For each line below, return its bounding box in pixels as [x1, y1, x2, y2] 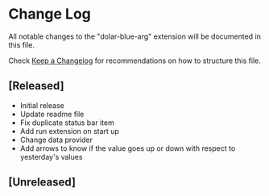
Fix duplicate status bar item [19, 118, 114, 127]
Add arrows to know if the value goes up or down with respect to [19, 143, 236, 153]
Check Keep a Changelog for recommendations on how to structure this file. [8, 56, 262, 65]
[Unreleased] [8, 175, 77, 190]
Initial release [19, 100, 64, 110]
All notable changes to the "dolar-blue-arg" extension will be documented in [8, 31, 262, 41]
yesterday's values [19, 152, 83, 161]
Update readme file [19, 109, 85, 119]
